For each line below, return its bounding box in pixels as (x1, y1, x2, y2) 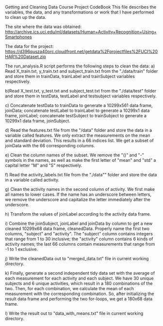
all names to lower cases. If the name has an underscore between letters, (5, 191, 152, 197)
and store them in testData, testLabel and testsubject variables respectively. (5, 93, 157, 99)
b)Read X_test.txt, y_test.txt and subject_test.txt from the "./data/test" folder (5, 88, 157, 93)
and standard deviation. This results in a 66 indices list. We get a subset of (5, 138, 154, 143)
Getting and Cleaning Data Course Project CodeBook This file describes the (5, 4, 157, 10)
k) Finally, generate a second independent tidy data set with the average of (5, 270, 155, 276)
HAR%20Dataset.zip (5, 54, 46, 60)
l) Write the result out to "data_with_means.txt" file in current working (5, 310, 144, 316)
